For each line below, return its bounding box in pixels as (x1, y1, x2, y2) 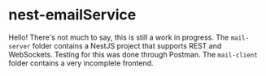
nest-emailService (8, 6, 137, 24)
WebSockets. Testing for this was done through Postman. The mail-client (8, 49, 258, 59)
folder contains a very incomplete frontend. (8, 58, 154, 68)
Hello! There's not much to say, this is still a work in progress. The (8, 32, 229, 42)
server (8, 42, 31, 50)
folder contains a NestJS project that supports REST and (32, 40, 222, 50)
